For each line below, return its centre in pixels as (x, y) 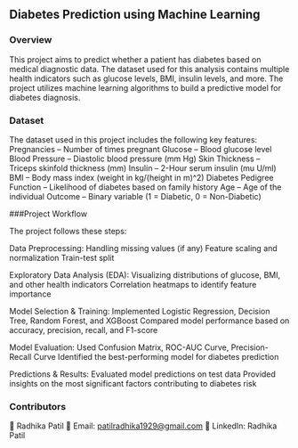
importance (30, 294)
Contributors (38, 406)
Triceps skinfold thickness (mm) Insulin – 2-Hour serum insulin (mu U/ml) (143, 167)
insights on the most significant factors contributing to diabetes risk (133, 383)
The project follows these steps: (68, 231)
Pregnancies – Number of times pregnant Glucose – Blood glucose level (141, 149)
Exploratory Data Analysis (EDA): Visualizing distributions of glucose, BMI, (145, 274)
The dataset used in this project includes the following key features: (133, 139)
